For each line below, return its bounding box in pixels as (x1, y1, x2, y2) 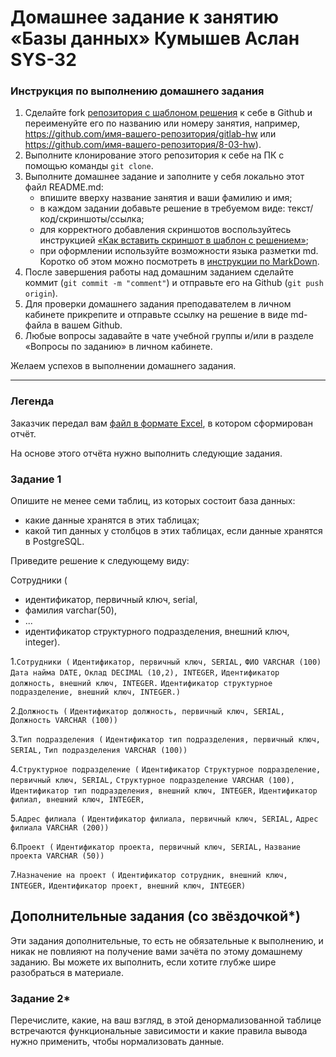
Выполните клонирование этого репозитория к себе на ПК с (24, 149, 285, 161)
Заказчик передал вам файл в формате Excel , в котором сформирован (10, 417, 313, 429)
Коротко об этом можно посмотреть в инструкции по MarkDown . (39, 256, 320, 268)
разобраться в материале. (10, 966, 124, 978)
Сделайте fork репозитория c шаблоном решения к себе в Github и (24, 107, 313, 119)
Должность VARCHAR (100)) (10, 716, 118, 726)
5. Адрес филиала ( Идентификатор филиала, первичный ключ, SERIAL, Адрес (10, 812, 319, 825)
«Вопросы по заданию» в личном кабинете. (24, 341, 213, 353)
